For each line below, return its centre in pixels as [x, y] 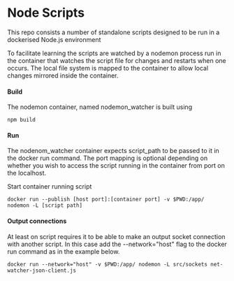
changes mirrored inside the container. [63, 75]
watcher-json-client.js [42, 271]
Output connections [37, 221]
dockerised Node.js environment [54, 39]
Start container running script [50, 187]
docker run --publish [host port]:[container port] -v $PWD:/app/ [106, 200]
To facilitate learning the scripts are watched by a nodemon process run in [114, 53]
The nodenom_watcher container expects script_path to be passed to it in [114, 151]
